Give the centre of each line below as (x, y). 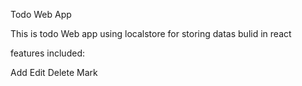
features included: (47, 53)
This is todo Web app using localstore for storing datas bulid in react (151, 33)
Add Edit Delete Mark (54, 72)
